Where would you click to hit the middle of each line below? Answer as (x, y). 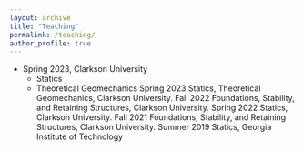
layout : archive (40, 18)
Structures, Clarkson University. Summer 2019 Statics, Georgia (154, 127)
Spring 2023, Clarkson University (85, 69)
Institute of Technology (80, 136)
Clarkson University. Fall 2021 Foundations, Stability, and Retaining (161, 117)
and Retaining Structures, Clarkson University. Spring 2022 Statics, (162, 108)
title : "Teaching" (44, 26)
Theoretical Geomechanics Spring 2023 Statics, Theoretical (148, 88)
